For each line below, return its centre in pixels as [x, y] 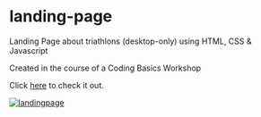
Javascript [29, 50]
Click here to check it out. [57, 85]
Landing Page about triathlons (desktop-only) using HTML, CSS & [131, 41]
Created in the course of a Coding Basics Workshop [105, 68]
